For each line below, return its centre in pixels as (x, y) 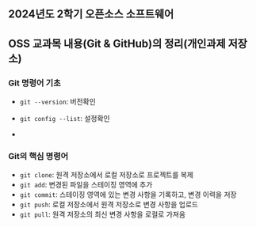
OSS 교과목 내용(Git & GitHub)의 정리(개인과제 (117, 43)
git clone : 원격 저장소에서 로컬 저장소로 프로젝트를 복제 (107, 175)
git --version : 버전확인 (58, 102)
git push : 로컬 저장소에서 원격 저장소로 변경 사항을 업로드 (109, 205)
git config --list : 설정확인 (65, 119)
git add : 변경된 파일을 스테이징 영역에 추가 (86, 185)
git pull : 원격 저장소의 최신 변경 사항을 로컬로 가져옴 (103, 214)
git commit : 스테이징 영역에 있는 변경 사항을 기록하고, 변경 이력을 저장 (128, 195)
